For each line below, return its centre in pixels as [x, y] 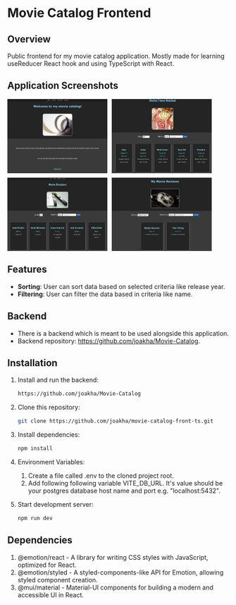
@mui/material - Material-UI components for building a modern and [115, 587]
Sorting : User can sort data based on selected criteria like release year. [121, 286]
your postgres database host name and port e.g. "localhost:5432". [124, 491]
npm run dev [35, 518]
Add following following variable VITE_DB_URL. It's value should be [125, 483]
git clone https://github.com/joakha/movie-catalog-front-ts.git [115, 421]
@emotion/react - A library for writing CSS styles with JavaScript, [113, 557]
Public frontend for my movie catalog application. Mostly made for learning [116, 56]
